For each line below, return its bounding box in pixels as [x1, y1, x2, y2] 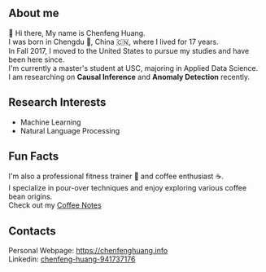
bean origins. [8, 191, 53, 202]
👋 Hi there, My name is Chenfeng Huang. [8, 28, 146, 37]
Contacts [8, 224, 57, 238]
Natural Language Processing [20, 125, 120, 135]
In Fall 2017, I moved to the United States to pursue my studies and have [8, 46, 250, 55]
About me [8, 7, 59, 20]
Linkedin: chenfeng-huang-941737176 [8, 254, 136, 264]
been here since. [8, 55, 65, 64]
